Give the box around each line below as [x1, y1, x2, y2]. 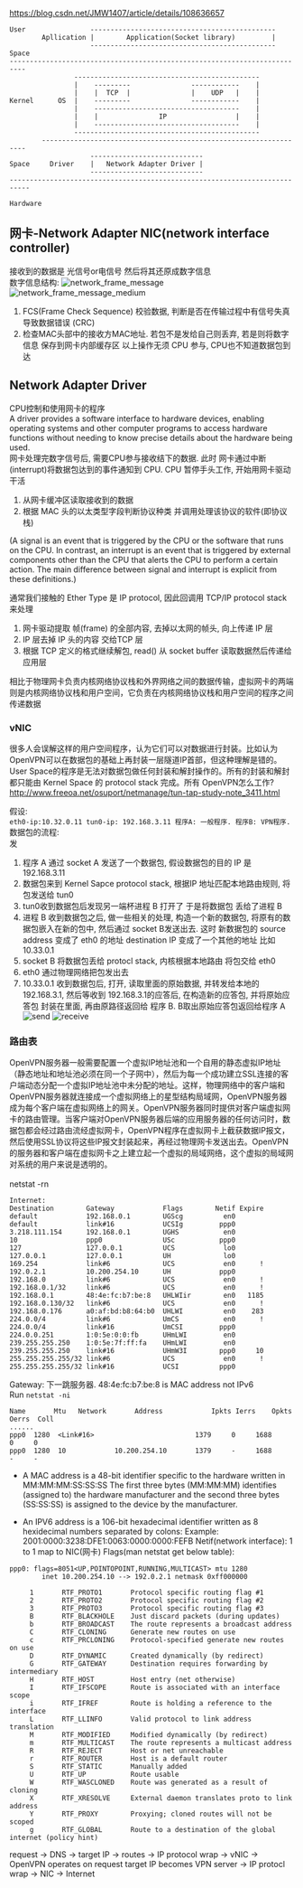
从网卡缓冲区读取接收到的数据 [22, 494, 133, 505]
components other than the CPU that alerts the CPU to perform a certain [9, 554, 278, 565]
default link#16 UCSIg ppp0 [9, 1220, 236, 1229]
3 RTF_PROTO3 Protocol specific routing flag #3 [29, 1604, 264, 1613]
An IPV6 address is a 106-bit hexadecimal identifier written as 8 [22, 1517, 259, 1527]
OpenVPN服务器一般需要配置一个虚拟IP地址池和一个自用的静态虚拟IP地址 [9, 1057, 281, 1068]
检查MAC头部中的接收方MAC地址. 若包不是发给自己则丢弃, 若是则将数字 [22, 328, 289, 339]
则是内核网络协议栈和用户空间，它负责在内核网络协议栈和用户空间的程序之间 [9, 687, 294, 698]
